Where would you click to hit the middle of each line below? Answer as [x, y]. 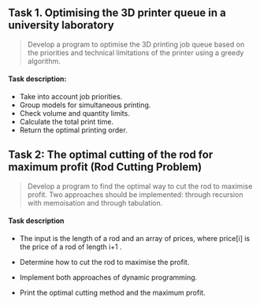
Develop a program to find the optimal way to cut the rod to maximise [140, 186]
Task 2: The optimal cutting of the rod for [111, 155]
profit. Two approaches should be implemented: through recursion [135, 194]
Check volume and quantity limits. [74, 113]
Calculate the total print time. [67, 122]
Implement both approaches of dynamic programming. [108, 277]
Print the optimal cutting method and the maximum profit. [113, 293]
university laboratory [61, 26]
